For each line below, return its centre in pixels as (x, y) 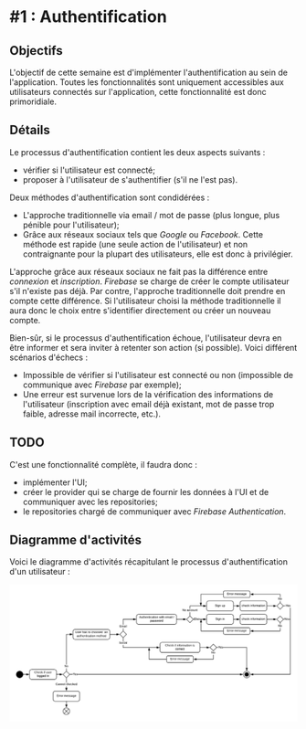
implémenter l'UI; (55, 482)
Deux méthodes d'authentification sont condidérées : (110, 197)
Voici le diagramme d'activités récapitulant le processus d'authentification (148, 562)
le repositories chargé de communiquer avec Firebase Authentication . (154, 511)
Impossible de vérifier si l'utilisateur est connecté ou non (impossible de (158, 375)
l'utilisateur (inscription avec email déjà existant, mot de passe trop (148, 404)
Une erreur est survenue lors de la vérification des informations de (148, 394)
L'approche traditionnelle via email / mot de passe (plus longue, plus (151, 215)
